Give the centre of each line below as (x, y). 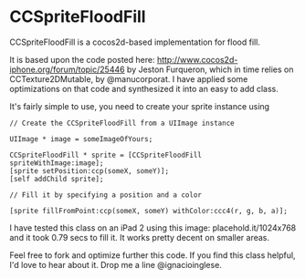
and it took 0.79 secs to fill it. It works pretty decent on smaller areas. (140, 237)
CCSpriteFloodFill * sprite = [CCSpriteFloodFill (106, 155)
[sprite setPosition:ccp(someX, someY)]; (89, 170)
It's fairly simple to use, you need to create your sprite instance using (140, 106)
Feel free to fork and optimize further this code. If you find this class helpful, (152, 255)
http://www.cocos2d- (197, 59)
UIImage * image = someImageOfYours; (81, 139)
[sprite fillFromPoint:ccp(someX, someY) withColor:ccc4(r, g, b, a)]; (148, 211)
